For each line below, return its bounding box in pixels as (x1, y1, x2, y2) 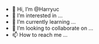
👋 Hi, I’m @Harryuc (11, 6, 59, 12)
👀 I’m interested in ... (11, 12, 63, 19)
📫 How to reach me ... (11, 32, 68, 38)
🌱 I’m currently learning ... (11, 18, 76, 25)
